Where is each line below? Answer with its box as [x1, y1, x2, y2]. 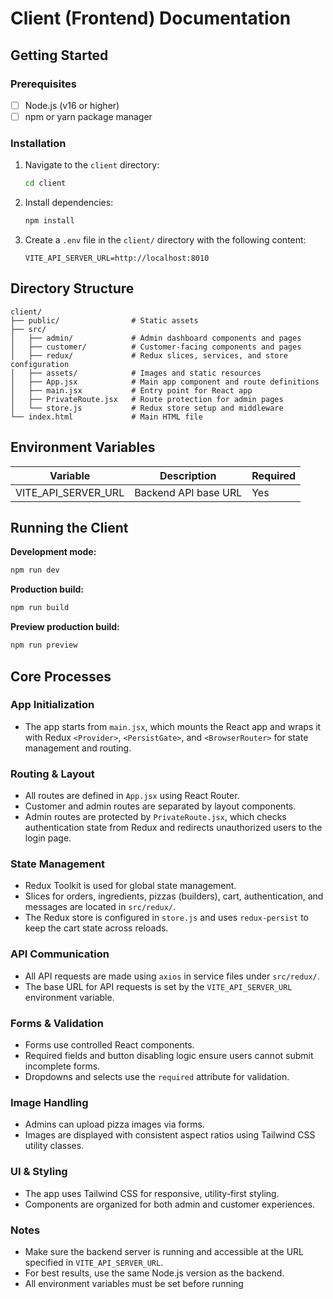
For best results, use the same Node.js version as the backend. [24, 1267, 285, 1279]
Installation [10, 136, 67, 150]
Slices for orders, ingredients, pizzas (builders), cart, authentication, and [24, 890, 324, 902]
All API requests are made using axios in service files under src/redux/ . [24, 970, 320, 982]
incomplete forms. [24, 1060, 101, 1072]
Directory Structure [10, 280, 135, 297]
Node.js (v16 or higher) [24, 99, 120, 111]
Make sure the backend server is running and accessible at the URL [24, 1245, 304, 1257]
